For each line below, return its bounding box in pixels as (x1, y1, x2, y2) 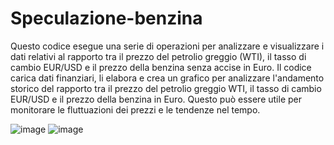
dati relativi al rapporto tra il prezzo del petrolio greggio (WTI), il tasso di (10, 50, 307, 62)
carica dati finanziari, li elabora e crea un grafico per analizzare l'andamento (10, 72, 325, 84)
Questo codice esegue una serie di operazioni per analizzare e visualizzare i (10, 40, 325, 52)
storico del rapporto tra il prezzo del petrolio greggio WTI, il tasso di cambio (10, 82, 322, 94)
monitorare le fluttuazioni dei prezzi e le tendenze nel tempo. (10, 103, 261, 116)
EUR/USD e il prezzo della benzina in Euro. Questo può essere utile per (10, 93, 302, 105)
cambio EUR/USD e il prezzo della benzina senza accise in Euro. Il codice (10, 61, 312, 73)
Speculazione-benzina (10, 7, 203, 30)
